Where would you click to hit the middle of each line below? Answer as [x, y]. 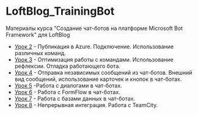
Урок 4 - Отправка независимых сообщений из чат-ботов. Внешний [103, 72]
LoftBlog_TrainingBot [60, 11]
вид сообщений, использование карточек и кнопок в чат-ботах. [98, 79]
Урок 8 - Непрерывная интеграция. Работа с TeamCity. [86, 105]
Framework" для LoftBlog [38, 34]
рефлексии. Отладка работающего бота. [67, 66]
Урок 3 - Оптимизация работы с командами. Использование [94, 59]
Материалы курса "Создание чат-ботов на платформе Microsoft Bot [94, 28]
